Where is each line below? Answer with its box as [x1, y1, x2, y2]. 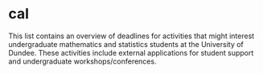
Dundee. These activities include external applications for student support [8, 48, 254, 57]
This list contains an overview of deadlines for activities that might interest [8, 31, 255, 41]
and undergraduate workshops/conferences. [8, 56, 157, 66]
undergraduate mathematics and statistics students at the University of [8, 39, 244, 49]
